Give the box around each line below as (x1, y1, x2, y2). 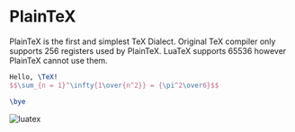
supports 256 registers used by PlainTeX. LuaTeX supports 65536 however (9, 45, 287, 56)
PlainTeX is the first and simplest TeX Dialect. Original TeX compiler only (9, 36, 276, 47)
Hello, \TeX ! (9, 72, 58, 82)
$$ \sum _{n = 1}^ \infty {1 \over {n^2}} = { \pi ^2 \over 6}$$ (9, 81, 219, 90)
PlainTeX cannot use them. (9, 55, 108, 66)
